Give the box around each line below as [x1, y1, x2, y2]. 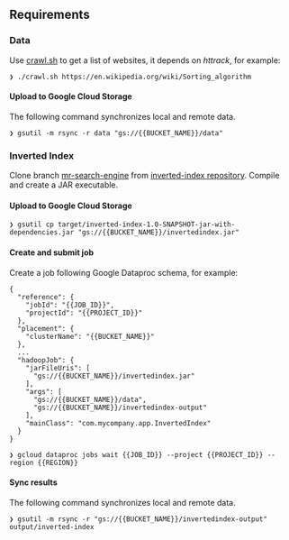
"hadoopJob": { [17, 355, 75, 364]
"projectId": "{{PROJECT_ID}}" [25, 308, 143, 317]
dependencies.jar [9, 228, 75, 237]
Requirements [9, 7, 90, 23]
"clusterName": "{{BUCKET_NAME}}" [25, 332, 155, 341]
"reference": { [17, 292, 75, 301]
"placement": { [17, 324, 75, 333]
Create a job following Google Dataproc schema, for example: [9, 267, 239, 278]
